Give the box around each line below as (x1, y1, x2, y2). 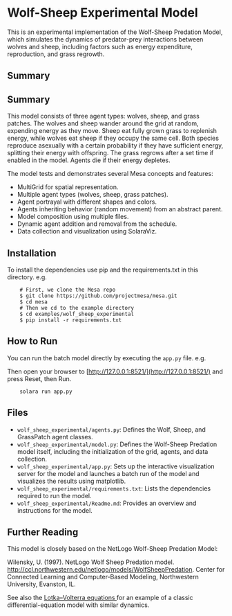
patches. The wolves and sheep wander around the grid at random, (7, 119, 199, 127)
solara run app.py (19, 388, 72, 395)
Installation (7, 247, 57, 259)
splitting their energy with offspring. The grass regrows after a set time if (7, 149, 214, 157)
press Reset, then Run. (7, 374, 72, 382)
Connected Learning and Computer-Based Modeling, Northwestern (7, 573, 199, 581)
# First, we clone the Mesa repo (19, 286, 116, 293)
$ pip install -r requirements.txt (19, 317, 122, 324)
